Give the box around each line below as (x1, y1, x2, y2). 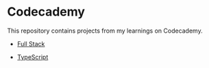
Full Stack (16, 39, 45, 48)
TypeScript (16, 52, 49, 61)
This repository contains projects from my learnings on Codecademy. (7, 27, 204, 35)
